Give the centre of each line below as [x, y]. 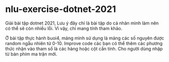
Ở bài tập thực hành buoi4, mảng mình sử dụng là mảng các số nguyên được [85, 38]
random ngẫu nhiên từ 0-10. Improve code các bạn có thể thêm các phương [84, 43]
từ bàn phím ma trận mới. [31, 54]
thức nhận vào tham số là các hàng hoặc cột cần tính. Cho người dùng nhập [84, 48]
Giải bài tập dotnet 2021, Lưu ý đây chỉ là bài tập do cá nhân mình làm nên [82, 23]
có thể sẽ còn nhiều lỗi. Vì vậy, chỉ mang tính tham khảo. [64, 28]
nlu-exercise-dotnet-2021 [61, 9]
